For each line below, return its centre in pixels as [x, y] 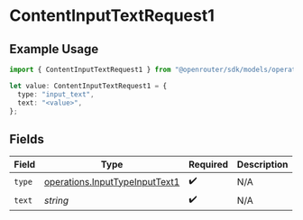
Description [262, 165]
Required [208, 165]
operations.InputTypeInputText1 [112, 181]
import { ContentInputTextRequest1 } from [90, 69]
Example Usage [54, 49]
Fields [27, 139]
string [56, 200]
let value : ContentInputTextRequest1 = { [88, 86]
